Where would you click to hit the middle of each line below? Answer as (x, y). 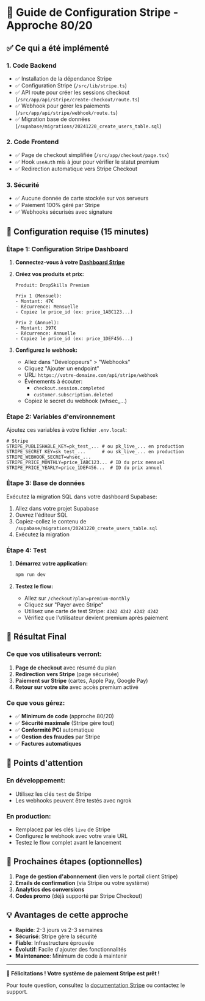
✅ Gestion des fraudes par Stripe (58, 737)
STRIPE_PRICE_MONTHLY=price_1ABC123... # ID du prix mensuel (86, 463)
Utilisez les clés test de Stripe (53, 794)
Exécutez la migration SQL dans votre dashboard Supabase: (82, 497)
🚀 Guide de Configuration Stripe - (92, 13)
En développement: (36, 781)
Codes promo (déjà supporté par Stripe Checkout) (79, 896)
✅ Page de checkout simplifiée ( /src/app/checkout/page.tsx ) (92, 155)
